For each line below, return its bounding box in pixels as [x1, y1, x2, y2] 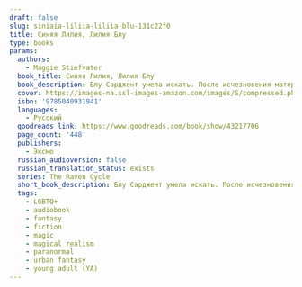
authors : [17, 55, 50, 64]
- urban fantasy [25, 256, 87, 265]
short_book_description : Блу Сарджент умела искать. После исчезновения [17, 181, 296, 190]
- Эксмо [25, 147, 54, 156]
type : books [9, 38, 54, 48]
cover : [17, 88, 42, 97]
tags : [17, 189, 39, 198]
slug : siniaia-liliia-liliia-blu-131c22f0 [9, 22, 171, 31]
